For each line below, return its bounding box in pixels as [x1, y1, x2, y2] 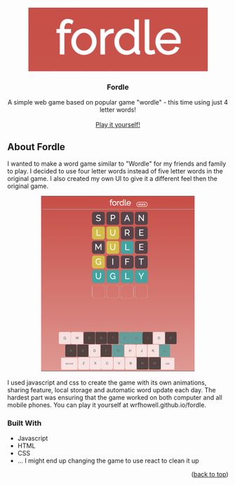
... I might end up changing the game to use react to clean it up [17, 456, 199, 465]
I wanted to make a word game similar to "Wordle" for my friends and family [7, 159, 227, 168]
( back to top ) [191, 470, 229, 479]
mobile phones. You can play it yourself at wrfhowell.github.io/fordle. [7, 401, 207, 409]
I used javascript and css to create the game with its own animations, [7, 378, 207, 387]
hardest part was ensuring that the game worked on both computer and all [7, 393, 222, 402]
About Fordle [7, 140, 65, 153]
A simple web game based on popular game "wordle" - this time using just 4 [7, 98, 228, 107]
